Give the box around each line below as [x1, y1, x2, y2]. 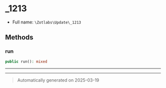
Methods [5, 33, 34, 42]
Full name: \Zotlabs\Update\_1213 [12, 19, 82, 25]
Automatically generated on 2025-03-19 [17, 77, 100, 83]
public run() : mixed [5, 59, 48, 64]
